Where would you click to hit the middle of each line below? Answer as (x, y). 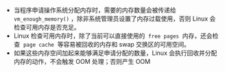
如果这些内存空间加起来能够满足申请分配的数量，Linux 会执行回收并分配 (115, 53)
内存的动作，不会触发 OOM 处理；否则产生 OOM (82, 61)
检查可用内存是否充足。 (47, 27)
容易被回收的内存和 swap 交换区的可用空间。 (127, 44)
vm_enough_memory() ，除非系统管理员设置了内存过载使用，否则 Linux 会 (115, 19)
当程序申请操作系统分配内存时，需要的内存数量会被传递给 (95, 10)
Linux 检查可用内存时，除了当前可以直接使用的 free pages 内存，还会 (113, 36)
